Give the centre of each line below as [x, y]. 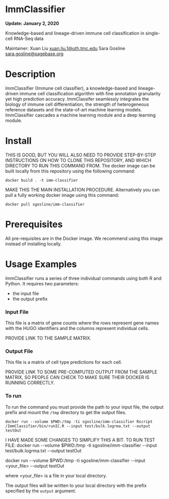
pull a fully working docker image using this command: [62, 195]
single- [153, 33]
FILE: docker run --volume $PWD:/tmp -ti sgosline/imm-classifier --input [81, 445]
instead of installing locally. [34, 243]
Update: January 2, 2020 [32, 23]
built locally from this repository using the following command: [70, 171]
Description [30, 74]
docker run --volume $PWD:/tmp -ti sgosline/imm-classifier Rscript [79, 422]
